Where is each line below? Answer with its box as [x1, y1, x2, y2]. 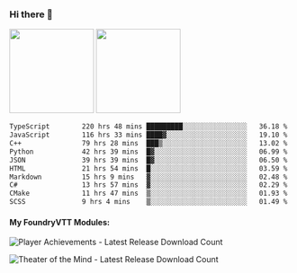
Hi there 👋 [9, 8, 54, 21]
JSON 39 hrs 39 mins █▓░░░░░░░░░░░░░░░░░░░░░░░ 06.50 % [9, 155, 288, 164]
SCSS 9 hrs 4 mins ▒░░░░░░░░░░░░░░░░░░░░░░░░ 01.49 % [9, 198, 288, 207]
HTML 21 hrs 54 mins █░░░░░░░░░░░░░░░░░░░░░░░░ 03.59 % [9, 163, 288, 173]
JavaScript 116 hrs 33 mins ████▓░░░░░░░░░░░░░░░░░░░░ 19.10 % [9, 130, 288, 140]
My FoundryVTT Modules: [9, 216, 111, 227]
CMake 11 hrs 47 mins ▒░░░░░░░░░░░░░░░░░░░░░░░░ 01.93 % [9, 189, 288, 198]
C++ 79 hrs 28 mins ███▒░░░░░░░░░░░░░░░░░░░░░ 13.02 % [9, 139, 288, 148]
